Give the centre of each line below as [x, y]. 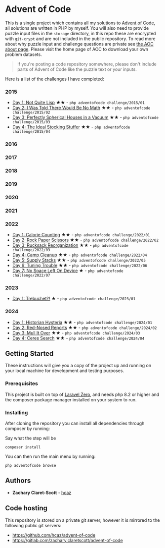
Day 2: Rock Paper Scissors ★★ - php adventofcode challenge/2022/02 [85, 240]
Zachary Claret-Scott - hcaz [42, 493]
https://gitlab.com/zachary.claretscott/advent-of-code [67, 540]
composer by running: [28, 429]
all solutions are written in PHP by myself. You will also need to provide [77, 28]
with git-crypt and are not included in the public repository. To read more [80, 39]
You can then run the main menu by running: [50, 456]
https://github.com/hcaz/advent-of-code [54, 535]
